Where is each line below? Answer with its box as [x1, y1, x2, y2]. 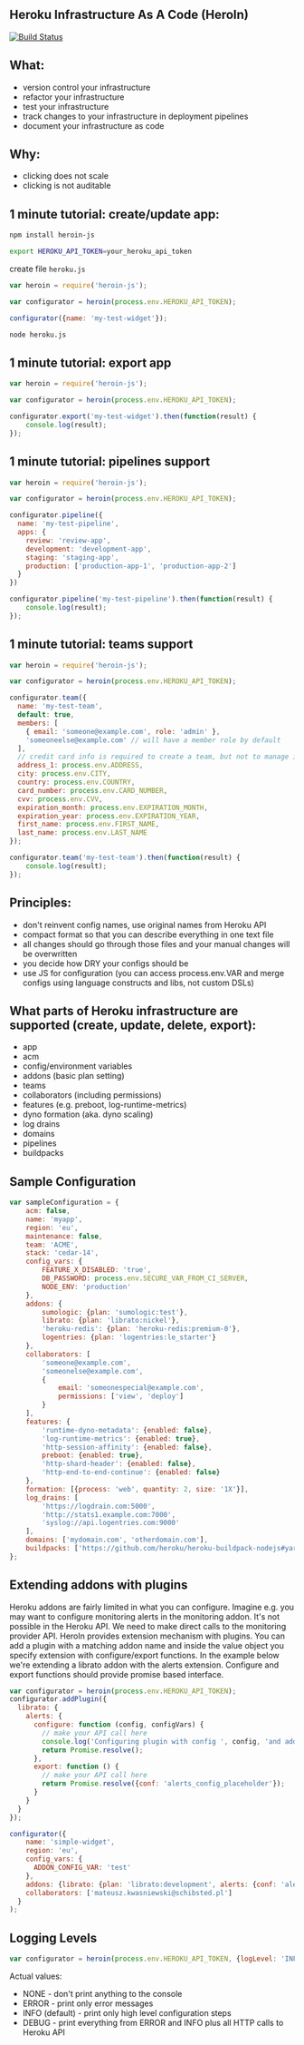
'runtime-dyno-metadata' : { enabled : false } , [42, 1425, 213, 1434]
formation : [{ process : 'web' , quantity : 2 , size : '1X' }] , [25, 1484, 249, 1493]
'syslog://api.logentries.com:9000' [42, 1519, 180, 1528]
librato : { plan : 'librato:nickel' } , [42, 1316, 180, 1326]
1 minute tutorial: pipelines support [9, 454, 211, 470]
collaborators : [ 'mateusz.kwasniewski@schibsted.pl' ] [25, 1888, 233, 1897]
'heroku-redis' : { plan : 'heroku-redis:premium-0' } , [42, 1325, 242, 1334]
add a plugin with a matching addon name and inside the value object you [9, 1639, 285, 1650]
